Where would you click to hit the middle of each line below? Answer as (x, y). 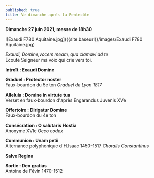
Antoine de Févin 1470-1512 (34, 171)
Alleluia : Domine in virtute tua (38, 95)
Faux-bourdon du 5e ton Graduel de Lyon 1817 (54, 85)
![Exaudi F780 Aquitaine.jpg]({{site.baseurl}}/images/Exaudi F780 (74, 39)
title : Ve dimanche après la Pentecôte (48, 15)
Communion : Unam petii (32, 140)
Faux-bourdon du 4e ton (31, 115)
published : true (22, 10)
